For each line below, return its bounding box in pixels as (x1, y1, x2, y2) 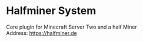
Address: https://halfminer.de (6, 29, 78, 36)
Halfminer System (6, 4, 97, 17)
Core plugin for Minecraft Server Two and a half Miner (6, 23, 137, 30)
